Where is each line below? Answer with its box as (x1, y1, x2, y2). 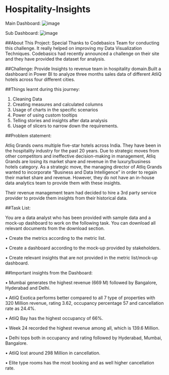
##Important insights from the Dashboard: (5, 270, 93, 276)
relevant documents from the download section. (5, 225, 105, 231)
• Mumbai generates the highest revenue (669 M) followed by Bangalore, (5, 279, 157, 286)
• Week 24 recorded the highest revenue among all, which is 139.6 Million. (5, 325, 160, 331)
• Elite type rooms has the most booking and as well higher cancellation (5, 359, 155, 365)
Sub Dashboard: (5, 30, 39, 36)
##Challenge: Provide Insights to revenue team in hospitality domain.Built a (5, 66, 161, 72)
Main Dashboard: (5, 20, 41, 26)
